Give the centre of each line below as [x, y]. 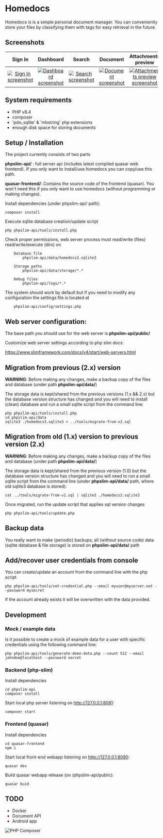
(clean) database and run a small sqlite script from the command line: [74, 404]
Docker [19, 811]
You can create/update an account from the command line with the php [76, 572]
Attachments [145, 56]
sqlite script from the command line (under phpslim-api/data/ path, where [80, 481]
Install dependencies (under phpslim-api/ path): [53, 203]
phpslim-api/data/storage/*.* [53, 271]
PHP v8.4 [22, 112]
